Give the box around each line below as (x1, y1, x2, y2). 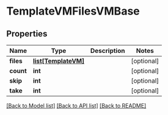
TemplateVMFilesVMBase (6, 4, 141, 18)
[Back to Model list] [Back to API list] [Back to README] (6, 102, 147, 109)
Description (90, 47, 125, 55)
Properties (6, 29, 48, 39)
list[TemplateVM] (32, 57, 84, 65)
